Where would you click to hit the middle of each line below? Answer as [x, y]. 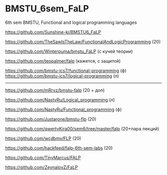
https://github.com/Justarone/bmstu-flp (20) [51, 119]
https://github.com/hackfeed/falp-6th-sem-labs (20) [59, 148]
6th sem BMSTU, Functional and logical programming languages [71, 22]
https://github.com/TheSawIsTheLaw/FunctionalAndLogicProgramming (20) [83, 42]
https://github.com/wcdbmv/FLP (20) [43, 138]
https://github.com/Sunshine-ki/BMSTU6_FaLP [53, 32]
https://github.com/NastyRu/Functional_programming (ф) [63, 109]
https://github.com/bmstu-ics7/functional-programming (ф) [66, 71]
